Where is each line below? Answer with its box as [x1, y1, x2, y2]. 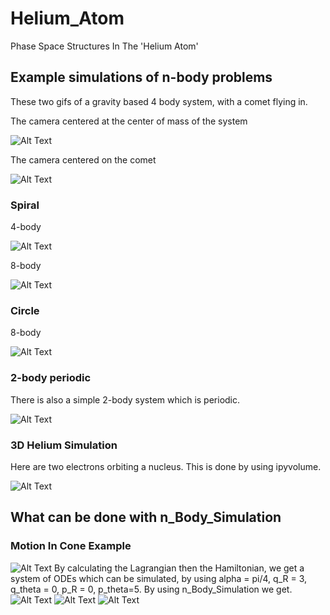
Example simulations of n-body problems [10, 69, 273, 86]
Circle [10, 303, 40, 317]
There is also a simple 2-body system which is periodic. [10, 393, 241, 406]
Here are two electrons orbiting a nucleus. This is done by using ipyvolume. [10, 460, 322, 472]
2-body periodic [10, 371, 92, 385]
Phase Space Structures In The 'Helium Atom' [10, 40, 199, 52]
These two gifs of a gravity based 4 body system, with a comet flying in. [10, 95, 308, 107]
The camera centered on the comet [10, 153, 157, 166]
